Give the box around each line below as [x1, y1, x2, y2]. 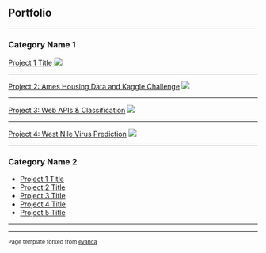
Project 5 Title [19, 208, 66, 217]
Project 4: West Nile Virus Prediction [8, 130, 127, 139]
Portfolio [8, 6, 52, 20]
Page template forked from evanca [8, 238, 97, 246]
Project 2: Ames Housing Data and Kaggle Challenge [8, 82, 180, 92]
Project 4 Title [19, 199, 66, 209]
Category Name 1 [8, 39, 76, 50]
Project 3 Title [19, 191, 66, 201]
